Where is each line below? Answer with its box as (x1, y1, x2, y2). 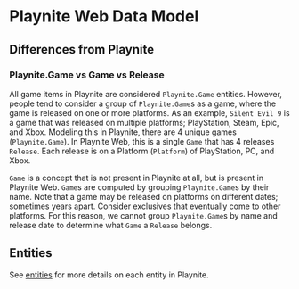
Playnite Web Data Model (9, 6, 199, 27)
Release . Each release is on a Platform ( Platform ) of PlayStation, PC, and (9, 145, 274, 156)
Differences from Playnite (9, 42, 154, 57)
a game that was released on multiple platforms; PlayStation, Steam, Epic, (9, 117, 279, 128)
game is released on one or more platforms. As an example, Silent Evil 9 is (9, 107, 291, 118)
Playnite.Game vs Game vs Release (9, 69, 165, 81)
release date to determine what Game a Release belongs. (9, 219, 213, 230)
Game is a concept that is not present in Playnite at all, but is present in (9, 172, 264, 183)
